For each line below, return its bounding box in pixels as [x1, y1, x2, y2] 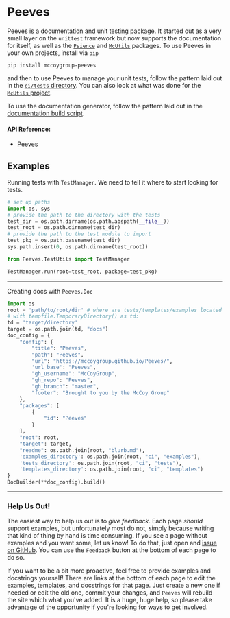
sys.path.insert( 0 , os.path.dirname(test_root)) [7, 243, 149, 250]
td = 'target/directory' [7, 320, 78, 326]
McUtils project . [7, 88, 53, 97]
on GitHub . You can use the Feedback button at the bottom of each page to [7, 546, 216, 554]
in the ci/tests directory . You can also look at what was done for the [7, 81, 201, 89]
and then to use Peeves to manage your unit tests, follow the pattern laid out [7, 73, 222, 82]
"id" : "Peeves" [43, 415, 88, 422]
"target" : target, [19, 440, 72, 447]
